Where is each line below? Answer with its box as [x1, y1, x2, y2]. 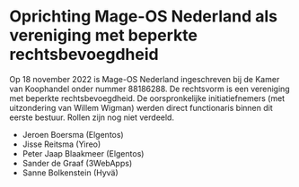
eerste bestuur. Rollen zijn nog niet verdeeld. [9, 112, 175, 123]
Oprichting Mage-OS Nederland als [9, 6, 278, 27]
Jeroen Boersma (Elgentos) [22, 129, 124, 140]
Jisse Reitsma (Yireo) [22, 139, 101, 149]
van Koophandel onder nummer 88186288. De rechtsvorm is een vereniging [9, 83, 290, 94]
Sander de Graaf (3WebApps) [22, 157, 133, 168]
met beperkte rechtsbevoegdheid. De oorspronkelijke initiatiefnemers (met [9, 92, 286, 104]
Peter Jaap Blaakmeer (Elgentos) [22, 148, 145, 158]
